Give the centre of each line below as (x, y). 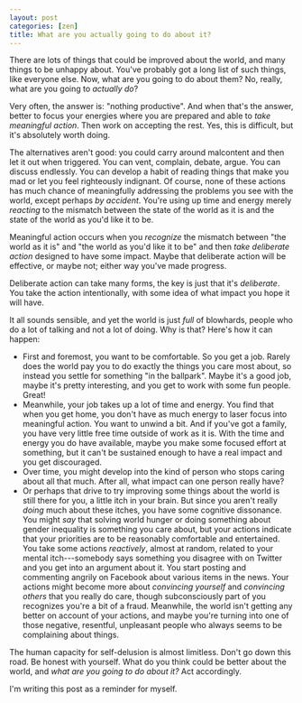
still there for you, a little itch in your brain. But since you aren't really (150, 501)
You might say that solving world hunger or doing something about (146, 520)
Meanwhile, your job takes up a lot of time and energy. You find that (148, 405)
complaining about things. (71, 635)
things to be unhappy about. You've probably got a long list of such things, (148, 69)
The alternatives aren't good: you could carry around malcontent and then (147, 153)
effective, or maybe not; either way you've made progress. (118, 266)
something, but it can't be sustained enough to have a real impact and (152, 453)
